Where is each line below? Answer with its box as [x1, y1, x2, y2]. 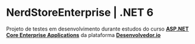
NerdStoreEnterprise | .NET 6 [6, 6, 153, 19]
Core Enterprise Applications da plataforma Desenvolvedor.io [6, 31, 161, 38]
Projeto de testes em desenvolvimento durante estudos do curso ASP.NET [6, 25, 189, 32]
